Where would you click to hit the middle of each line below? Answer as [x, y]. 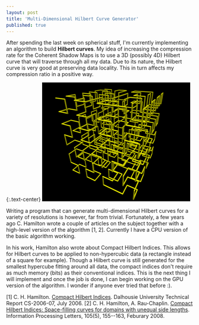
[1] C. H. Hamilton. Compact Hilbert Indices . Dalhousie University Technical [98, 297]
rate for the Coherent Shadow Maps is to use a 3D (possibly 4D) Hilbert [93, 55]
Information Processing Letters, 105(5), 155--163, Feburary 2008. [85, 316]
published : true [26, 25]
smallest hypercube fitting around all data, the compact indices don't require [99, 267]
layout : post [22, 12]
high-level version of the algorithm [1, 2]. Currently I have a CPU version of [97, 230]
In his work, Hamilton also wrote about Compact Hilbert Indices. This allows [98, 248]
